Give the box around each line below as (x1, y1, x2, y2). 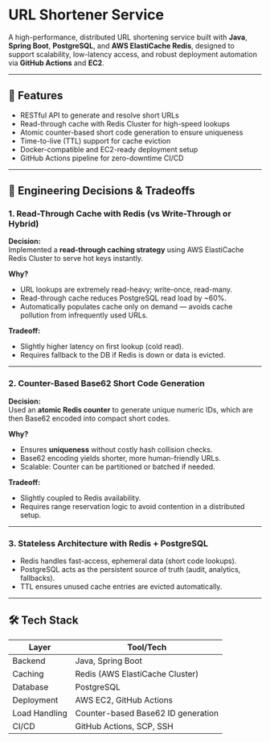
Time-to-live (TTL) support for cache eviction (19, 135, 171, 146)
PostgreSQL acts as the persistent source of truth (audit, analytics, (19, 565, 241, 574)
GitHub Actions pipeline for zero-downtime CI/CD (19, 153, 184, 163)
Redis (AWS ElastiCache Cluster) (75, 668, 199, 679)
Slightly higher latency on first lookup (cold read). (19, 342, 184, 351)
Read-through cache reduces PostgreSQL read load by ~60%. (19, 293, 227, 303)
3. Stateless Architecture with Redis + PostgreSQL (8, 537, 209, 549)
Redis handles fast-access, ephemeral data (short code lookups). (19, 556, 237, 566)
